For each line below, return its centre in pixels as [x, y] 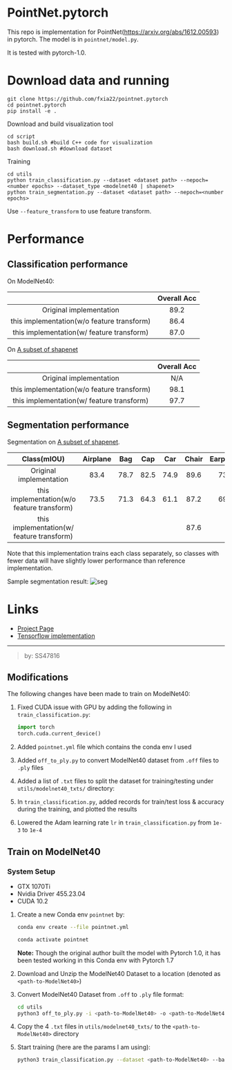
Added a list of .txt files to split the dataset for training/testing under [115, 781]
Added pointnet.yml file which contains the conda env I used [104, 747]
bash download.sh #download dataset [60, 149]
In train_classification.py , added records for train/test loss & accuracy [120, 802]
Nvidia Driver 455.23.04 [51, 894]
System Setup [31, 871]
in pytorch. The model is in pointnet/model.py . [73, 39]
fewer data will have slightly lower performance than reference [96, 561]
